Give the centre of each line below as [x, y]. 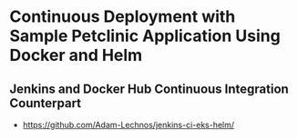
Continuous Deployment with [123, 17]
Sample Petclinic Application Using [145, 36]
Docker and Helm [76, 55]
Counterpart [46, 103]
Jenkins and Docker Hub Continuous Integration [149, 89]
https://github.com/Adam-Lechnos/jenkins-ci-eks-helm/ [128, 125]
